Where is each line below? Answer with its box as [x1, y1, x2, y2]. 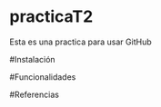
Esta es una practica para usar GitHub [9, 36, 152, 47]
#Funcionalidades [9, 71, 76, 83]
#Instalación [9, 53, 56, 64]
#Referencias [9, 89, 59, 100]
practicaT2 [9, 6, 94, 27]
